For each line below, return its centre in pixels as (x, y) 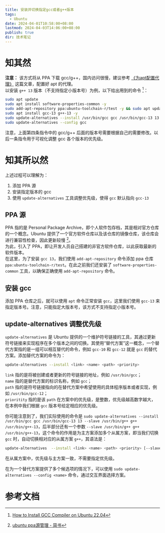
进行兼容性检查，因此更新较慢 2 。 (39, 240)
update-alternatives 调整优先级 (53, 324)
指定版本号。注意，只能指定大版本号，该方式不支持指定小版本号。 (72, 307)
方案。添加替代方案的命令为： (35, 355)
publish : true (20, 33)
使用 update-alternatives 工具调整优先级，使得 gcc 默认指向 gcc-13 (80, 198)
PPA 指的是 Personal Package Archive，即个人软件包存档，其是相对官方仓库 (82, 228)
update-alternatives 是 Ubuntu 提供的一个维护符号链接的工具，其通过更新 (81, 337)
